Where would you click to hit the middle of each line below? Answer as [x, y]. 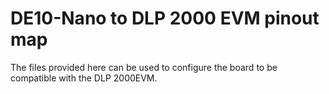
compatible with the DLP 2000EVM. [84, 78]
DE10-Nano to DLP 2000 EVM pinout [165, 18]
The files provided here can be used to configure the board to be [144, 67]
